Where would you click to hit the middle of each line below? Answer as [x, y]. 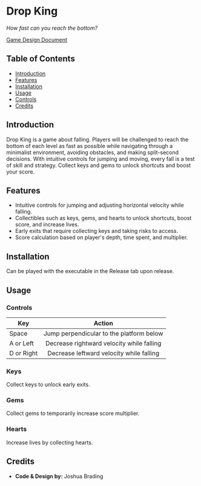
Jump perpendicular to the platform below [103, 333]
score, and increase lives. [47, 224]
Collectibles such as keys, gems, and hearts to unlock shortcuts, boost [103, 218]
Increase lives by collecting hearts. [50, 442]
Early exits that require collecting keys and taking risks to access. [97, 231]
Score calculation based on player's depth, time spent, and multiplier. [101, 237]
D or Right [24, 353]
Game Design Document [37, 39]
